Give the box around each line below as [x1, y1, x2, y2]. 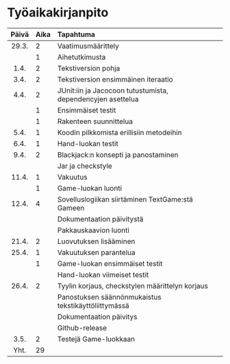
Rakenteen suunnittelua [57, 117, 133, 126]
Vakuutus [57, 172, 88, 182]
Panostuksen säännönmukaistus [57, 292, 162, 302]
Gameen [57, 203, 85, 213]
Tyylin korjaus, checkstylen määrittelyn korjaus [57, 281, 209, 291]
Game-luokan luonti [57, 183, 122, 193]
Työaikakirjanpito [7, 5, 109, 21]
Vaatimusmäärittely [57, 41, 120, 51]
